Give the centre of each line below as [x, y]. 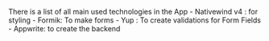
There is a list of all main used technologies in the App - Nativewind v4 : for [133, 12]
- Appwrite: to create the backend [64, 29]
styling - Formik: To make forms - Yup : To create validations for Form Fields [135, 20]
